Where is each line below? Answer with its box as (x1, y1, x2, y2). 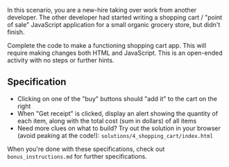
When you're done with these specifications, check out (7, 145, 165, 153)
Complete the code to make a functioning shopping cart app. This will (7, 42, 207, 49)
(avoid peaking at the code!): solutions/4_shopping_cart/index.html (17, 131, 214, 139)
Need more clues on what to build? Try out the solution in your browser (17, 124, 221, 132)
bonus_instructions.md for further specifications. (7, 152, 147, 160)
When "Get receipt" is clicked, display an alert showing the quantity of (17, 109, 219, 117)
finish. (7, 28, 25, 36)
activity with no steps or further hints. (7, 56, 114, 64)
